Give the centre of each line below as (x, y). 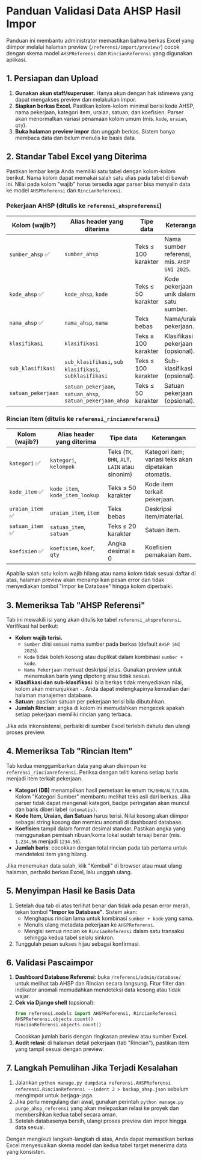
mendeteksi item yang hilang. (51, 854)
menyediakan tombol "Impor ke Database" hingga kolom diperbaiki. (90, 586)
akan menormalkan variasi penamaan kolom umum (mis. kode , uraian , (101, 118)
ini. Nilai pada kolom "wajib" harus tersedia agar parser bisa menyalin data (98, 184)
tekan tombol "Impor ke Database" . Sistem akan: (76, 911)
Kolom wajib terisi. (39, 637)
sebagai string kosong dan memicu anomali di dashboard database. (99, 822)
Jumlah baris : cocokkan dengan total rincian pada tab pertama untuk (101, 847)
